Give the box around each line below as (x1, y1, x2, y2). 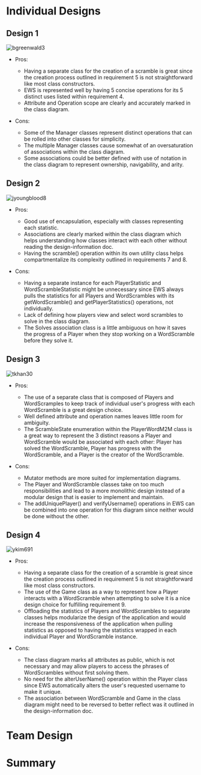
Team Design (6, 729, 73, 742)
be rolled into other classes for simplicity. (23, 135, 126, 142)
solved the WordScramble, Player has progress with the (23, 444, 162, 452)
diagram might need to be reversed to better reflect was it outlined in (23, 701, 194, 708)
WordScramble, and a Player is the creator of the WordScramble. (23, 451, 184, 458)
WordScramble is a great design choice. (23, 406, 123, 413)
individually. (23, 305, 54, 312)
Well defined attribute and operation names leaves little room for (23, 412, 183, 420)
